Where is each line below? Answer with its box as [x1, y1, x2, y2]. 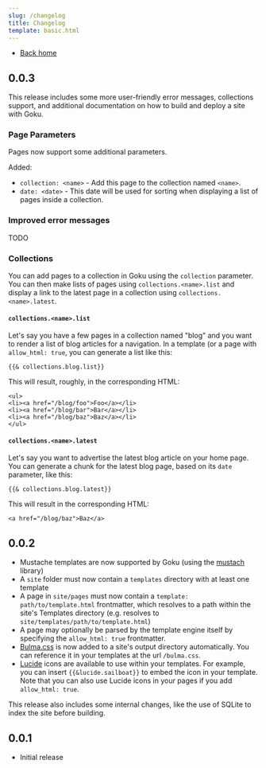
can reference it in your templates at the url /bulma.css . [19, 650, 201, 661]
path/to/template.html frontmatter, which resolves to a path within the [19, 600, 252, 610]
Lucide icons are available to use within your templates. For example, [19, 659, 246, 669]
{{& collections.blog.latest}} [8, 485, 112, 493]
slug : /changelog [8, 11, 66, 20]
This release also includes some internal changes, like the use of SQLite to [8, 700, 252, 709]
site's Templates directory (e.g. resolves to [19, 608, 160, 618]
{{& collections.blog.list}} [8, 363, 105, 371]
